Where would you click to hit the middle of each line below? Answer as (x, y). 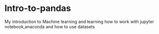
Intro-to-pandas (38, 8)
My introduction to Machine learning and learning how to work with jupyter (79, 22)
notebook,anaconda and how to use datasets (50, 26)
